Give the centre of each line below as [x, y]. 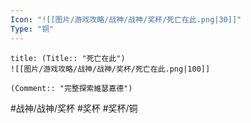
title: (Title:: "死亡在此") [68, 58]
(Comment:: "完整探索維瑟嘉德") [71, 88]
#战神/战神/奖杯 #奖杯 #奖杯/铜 [74, 108]
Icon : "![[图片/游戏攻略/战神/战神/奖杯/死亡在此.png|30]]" [126, 19]
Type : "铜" [32, 29]
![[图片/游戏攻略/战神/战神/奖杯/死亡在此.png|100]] [110, 69]
